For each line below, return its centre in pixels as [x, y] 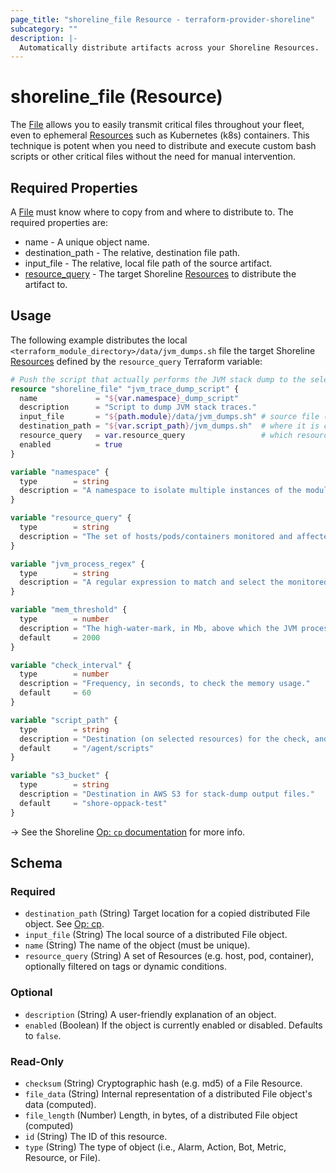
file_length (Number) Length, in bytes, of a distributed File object [161, 1115]
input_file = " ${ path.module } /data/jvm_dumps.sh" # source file [169, 417]
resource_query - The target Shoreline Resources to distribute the [160, 274]
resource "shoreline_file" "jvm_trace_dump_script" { [125, 389]
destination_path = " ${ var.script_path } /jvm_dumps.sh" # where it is [169, 426]
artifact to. [46, 284]
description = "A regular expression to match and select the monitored [174, 582]
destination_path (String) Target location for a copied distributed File [167, 913]
